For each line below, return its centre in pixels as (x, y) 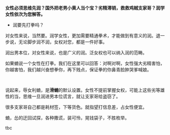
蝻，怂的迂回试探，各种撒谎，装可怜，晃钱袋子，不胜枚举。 (67, 118)
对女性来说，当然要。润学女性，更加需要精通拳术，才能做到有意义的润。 (80, 36)
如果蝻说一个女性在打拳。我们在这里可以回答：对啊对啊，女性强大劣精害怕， (85, 63)
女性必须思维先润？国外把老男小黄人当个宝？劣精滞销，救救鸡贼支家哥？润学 (85, 8)
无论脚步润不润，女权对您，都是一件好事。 (63, 42)
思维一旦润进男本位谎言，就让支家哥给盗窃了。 (71, 96)
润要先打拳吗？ (28, 25)
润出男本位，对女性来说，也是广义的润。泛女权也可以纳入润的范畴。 (76, 53)
